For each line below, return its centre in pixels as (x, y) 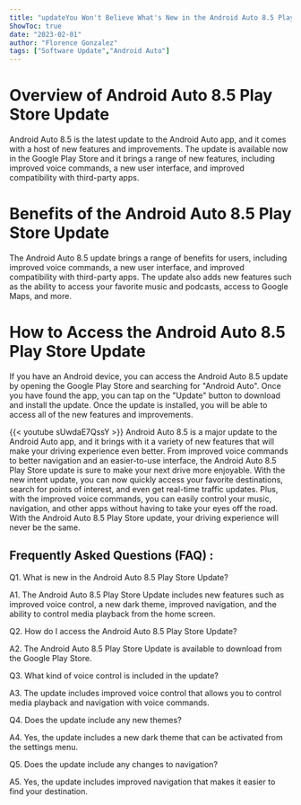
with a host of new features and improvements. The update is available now (149, 149)
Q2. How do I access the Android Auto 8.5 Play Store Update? (123, 631)
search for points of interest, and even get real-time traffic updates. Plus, (144, 489)
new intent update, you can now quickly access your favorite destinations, (146, 479)
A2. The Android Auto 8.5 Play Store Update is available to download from (146, 649)
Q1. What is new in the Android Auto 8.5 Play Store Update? (119, 577)
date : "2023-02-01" (46, 34)
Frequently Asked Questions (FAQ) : (112, 556)
